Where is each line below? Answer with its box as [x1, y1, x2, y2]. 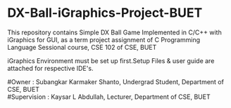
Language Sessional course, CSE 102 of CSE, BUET [7, 43, 157, 51]
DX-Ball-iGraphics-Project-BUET [7, 5, 203, 21]
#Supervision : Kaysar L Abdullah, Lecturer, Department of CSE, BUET [7, 93, 211, 101]
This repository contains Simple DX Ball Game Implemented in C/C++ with [7, 28, 222, 36]
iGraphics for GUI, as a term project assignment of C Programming [7, 35, 201, 43]
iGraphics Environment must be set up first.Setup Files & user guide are [7, 56, 215, 65]
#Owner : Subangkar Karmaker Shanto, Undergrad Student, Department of [7, 77, 224, 86]
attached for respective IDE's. [7, 64, 94, 72]
